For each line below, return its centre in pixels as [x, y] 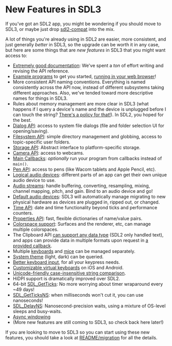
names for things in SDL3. [40, 98]
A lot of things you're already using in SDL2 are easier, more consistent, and [86, 39]
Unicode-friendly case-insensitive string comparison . [69, 273]
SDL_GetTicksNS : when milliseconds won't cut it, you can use [78, 295]
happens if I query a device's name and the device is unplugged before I [89, 109]
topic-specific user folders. [42, 142]
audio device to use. [34, 180]
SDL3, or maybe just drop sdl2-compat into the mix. [60, 29]
